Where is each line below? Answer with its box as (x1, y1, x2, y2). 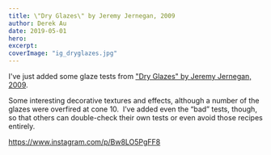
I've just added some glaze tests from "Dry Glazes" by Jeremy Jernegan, (8, 72, 252, 81)
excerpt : (8, 42, 38, 50)
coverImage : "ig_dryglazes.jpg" (8, 49, 117, 57)
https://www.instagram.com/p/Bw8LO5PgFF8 (8, 137, 161, 146)
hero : (8, 34, 27, 43)
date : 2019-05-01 (8, 27, 67, 35)
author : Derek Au (8, 19, 67, 27)
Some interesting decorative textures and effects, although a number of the (8, 96, 260, 105)
